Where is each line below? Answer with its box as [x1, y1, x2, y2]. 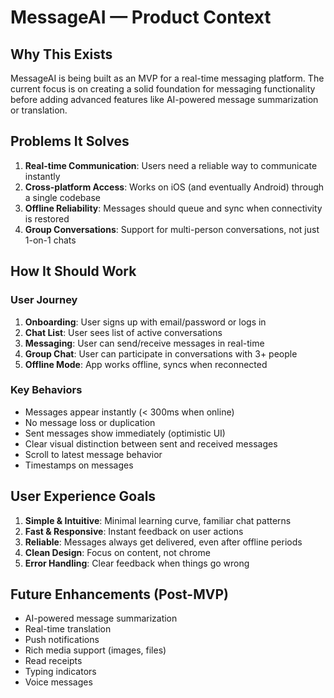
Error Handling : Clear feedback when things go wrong [24, 557, 250, 569]
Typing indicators [24, 666, 97, 678]
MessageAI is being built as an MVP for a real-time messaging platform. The [10, 72, 325, 84]
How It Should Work [10, 263, 137, 280]
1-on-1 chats [24, 234, 77, 246]
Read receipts [24, 655, 83, 667]
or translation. [10, 104, 68, 116]
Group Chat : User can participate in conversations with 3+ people [24, 347, 298, 360]
